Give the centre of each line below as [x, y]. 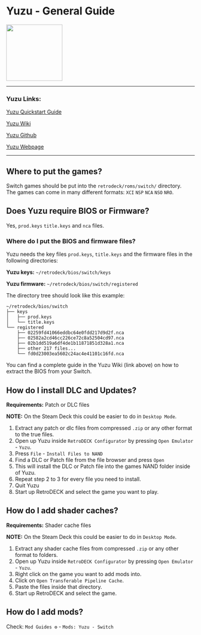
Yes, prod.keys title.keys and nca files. [55, 225]
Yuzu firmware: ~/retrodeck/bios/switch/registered [72, 284]
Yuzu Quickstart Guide [34, 112]
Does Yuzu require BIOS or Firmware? [78, 211]
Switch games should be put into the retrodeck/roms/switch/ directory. [94, 186]
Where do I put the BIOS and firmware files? [71, 241]
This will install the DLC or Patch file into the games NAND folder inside [102, 466]
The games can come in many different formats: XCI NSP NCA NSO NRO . [90, 192]
